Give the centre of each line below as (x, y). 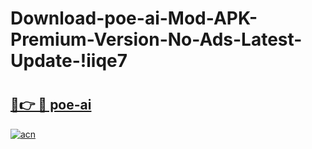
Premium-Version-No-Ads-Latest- (156, 39)
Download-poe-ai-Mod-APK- (134, 18)
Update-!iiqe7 (69, 61)
